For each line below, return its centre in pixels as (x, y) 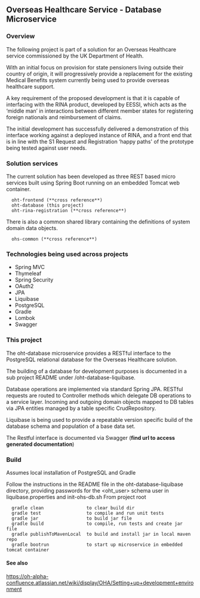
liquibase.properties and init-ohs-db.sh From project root (76, 497)
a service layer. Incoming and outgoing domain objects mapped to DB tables (100, 401)
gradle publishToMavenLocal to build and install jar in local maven (101, 534)
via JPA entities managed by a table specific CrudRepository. (81, 408)
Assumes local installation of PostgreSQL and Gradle (71, 472)
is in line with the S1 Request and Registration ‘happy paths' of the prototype (100, 141)
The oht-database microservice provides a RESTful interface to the (89, 353)
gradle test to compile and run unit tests (88, 513)
